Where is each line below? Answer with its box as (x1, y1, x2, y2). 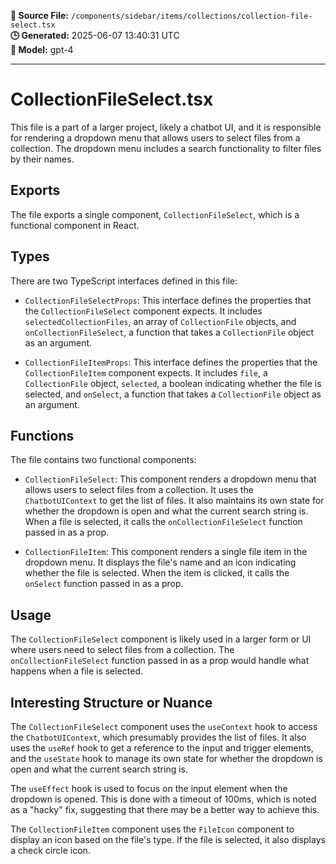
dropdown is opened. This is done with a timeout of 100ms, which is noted (10, 793, 317, 805)
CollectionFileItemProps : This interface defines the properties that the (24, 356, 318, 368)
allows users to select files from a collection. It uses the (24, 484, 254, 496)
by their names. (10, 153, 75, 165)
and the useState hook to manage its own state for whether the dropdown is (10, 753, 323, 764)
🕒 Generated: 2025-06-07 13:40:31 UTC (10, 30, 180, 41)
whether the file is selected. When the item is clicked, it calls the (24, 567, 290, 579)
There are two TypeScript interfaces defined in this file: (10, 275, 238, 287)
